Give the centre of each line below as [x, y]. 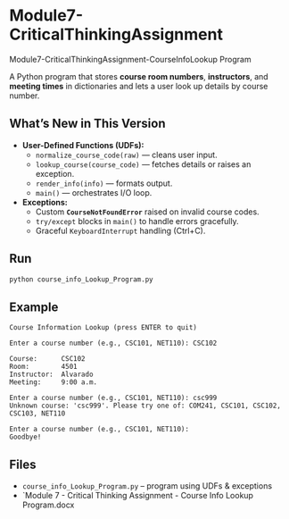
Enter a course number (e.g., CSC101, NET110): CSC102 [113, 343]
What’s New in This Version [87, 124]
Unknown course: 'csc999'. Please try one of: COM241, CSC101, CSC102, [145, 406]
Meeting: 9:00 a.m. [54, 382]
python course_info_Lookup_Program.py [81, 279]
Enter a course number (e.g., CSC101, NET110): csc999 [113, 398]
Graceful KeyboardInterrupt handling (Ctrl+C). [120, 230]
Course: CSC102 [48, 359]
